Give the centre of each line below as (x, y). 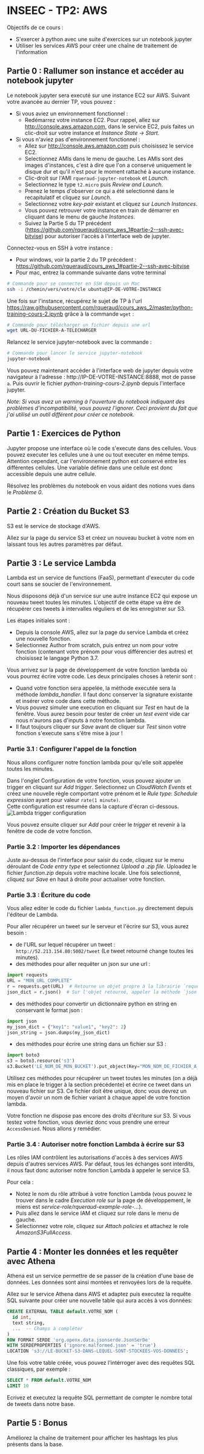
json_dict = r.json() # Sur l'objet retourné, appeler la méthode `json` (103, 992)
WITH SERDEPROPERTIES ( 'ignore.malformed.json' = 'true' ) (81, 1345)
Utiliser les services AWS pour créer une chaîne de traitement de (96, 46)
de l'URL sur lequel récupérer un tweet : (65, 945)
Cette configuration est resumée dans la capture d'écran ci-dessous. (93, 806)
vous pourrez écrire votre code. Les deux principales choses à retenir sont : (101, 676)
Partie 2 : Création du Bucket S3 (68, 511)
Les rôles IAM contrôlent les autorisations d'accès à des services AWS (95, 1158)
